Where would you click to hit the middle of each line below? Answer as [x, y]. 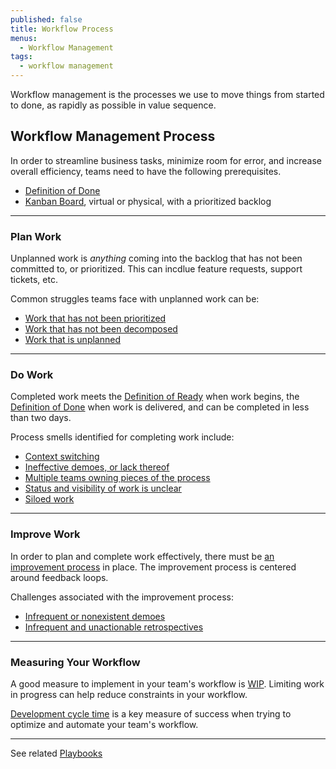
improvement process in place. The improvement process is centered [153, 567]
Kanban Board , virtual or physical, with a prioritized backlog [148, 201]
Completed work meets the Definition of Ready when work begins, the [155, 397]
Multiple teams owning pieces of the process [117, 478]
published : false [46, 19]
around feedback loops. [59, 577]
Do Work [32, 375]
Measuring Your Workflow [75, 662]
